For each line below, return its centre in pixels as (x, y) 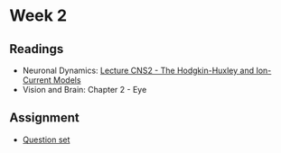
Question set (46, 139)
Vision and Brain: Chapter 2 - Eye (84, 90)
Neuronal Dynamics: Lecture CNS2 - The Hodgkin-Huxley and (138, 70)
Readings (37, 49)
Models (67, 80)
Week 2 (38, 16)
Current (37, 80)
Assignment (44, 118)
